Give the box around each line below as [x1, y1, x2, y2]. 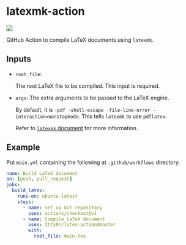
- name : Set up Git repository [22, 204, 103, 211]
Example [6, 142, 40, 153]
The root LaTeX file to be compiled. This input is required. [15, 82, 160, 90]
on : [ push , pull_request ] [6, 176, 72, 182]
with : [28, 227, 43, 234]
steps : [17, 198, 34, 205]
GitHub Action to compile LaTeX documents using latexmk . [6, 36, 154, 44]
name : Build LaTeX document [6, 170, 78, 176]
